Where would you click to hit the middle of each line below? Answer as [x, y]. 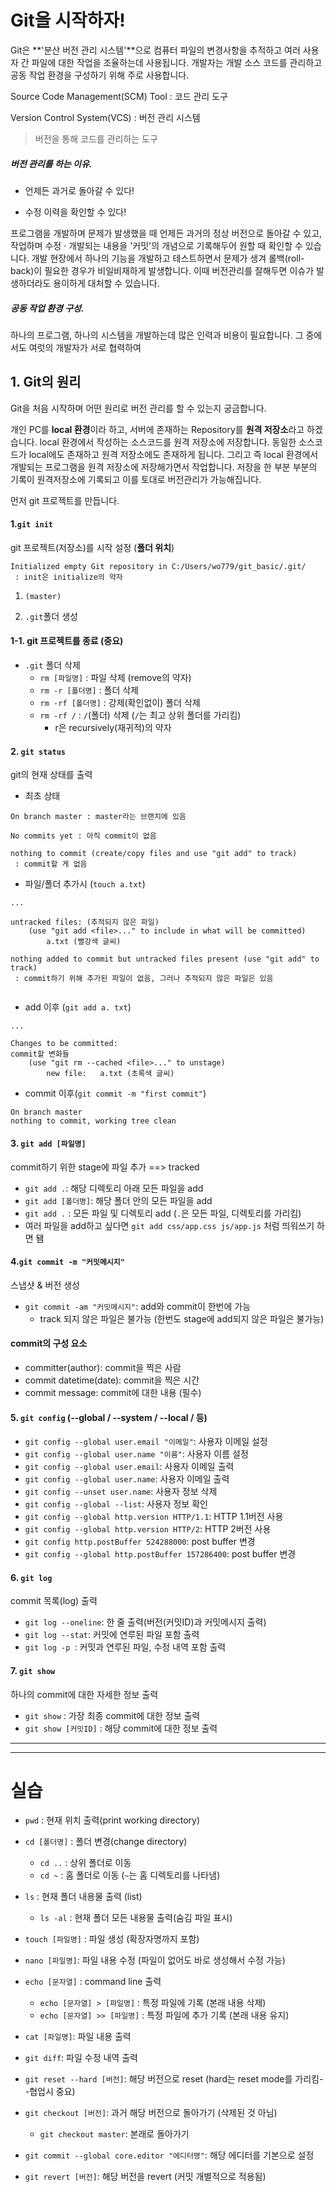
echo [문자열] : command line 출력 [93, 1982]
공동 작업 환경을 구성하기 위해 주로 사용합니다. [100, 75]
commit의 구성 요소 [49, 1343]
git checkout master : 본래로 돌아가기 [114, 2134]
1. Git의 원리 [46, 382]
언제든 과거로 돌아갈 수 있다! [79, 190]
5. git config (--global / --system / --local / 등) [109, 1417]
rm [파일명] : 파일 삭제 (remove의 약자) [115, 678]
